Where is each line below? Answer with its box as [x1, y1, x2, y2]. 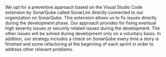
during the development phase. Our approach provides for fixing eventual [5, 20, 157, 26]
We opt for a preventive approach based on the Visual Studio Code [5, 4, 143, 10]
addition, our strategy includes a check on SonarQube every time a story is [5, 36, 159, 42]
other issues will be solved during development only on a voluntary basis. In [5, 31, 161, 36]
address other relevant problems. [5, 47, 74, 52]
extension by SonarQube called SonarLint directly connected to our [5, 9, 144, 15]
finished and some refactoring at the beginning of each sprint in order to [5, 41, 154, 47]
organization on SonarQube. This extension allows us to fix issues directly [5, 15, 157, 20]
